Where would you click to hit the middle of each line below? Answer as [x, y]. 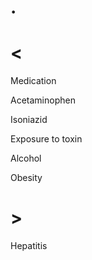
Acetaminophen [43, 100]
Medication [33, 81]
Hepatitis [29, 246]
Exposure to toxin [46, 139]
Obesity [26, 178]
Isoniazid [29, 120]
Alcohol [26, 158]
